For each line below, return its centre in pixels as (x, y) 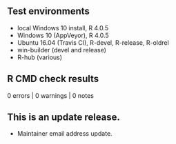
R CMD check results (53, 79)
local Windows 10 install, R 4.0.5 (63, 28)
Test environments (48, 11)
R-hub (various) (40, 57)
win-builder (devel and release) (62, 50)
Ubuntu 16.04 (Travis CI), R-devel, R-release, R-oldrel (93, 42)
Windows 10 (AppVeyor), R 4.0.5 (63, 35)
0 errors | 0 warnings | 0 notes (51, 95)
